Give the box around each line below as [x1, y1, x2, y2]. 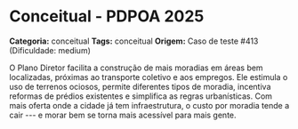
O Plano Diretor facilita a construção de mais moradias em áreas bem [9, 62, 264, 73]
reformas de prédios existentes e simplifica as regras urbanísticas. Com [9, 91, 273, 101]
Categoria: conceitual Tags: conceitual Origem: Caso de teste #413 [9, 36, 259, 46]
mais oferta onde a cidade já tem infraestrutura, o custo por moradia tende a [9, 100, 290, 110]
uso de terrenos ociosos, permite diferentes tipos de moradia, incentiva [9, 81, 271, 92]
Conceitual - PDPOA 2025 [9, 6, 205, 27]
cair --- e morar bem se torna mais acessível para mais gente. [9, 109, 238, 120]
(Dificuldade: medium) [9, 44, 92, 55]
